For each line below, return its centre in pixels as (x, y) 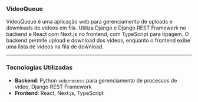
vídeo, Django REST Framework (53, 87)
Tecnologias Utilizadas (39, 68)
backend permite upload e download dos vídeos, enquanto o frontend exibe (98, 41)
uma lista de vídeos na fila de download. (55, 47)
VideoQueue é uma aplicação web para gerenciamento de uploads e (89, 22)
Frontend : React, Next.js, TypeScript (59, 93)
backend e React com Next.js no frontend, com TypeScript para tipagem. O (98, 34)
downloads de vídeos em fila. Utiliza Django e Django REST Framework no (96, 28)
